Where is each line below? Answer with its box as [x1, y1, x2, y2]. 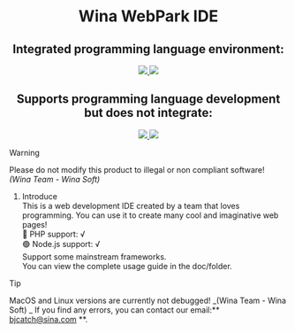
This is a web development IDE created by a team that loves [21, 200, 240, 211]
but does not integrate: [83, 105, 214, 120]
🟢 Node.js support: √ [21, 238, 101, 249]
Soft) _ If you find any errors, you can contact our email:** [9, 304, 221, 315]
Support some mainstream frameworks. [21, 251, 167, 262]
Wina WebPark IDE [78, 6, 219, 27]
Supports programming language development [16, 91, 281, 107]
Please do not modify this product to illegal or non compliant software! [9, 164, 265, 174]
